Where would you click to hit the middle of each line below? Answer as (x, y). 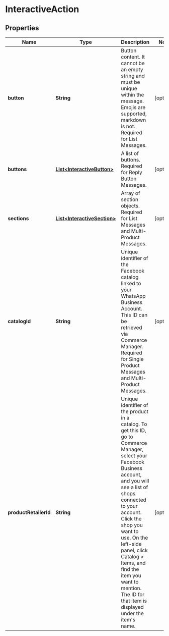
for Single (132, 359)
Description (135, 42)
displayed (133, 607)
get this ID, (134, 430)
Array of (131, 193)
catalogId (19, 321)
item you (131, 575)
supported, (134, 114)
